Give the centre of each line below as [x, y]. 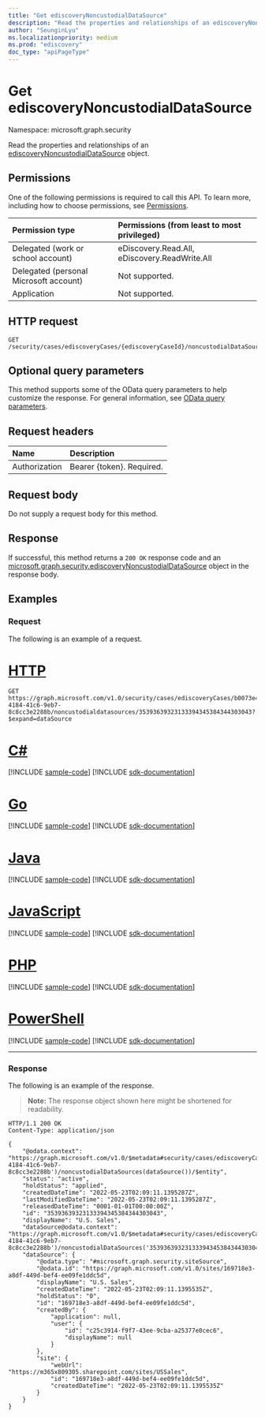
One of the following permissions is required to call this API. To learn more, [130, 197]
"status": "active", [56, 1179]
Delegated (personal [50, 271]
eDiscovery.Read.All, [156, 248]
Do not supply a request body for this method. [83, 514]
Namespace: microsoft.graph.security [70, 129]
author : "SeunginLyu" [44, 30]
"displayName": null [98, 1338]
